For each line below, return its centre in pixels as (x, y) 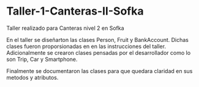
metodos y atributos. (32, 77)
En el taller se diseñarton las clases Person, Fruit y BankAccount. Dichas (97, 40)
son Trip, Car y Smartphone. (42, 59)
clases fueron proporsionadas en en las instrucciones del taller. (86, 46)
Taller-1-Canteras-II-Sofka (75, 11)
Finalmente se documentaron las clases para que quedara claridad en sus (99, 71)
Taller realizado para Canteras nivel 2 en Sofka (65, 28)
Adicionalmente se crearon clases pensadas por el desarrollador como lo (99, 52)
